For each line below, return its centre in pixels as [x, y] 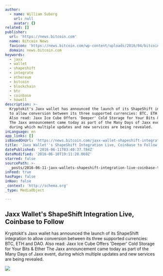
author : [13, 9]
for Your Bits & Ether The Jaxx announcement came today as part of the [77, 249]
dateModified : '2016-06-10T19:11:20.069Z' [49, 154]
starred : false [20, 158]
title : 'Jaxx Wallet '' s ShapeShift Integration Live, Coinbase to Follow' [82, 145]
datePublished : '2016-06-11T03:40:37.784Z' [50, 150]
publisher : [16, 32]
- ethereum [20, 77]
